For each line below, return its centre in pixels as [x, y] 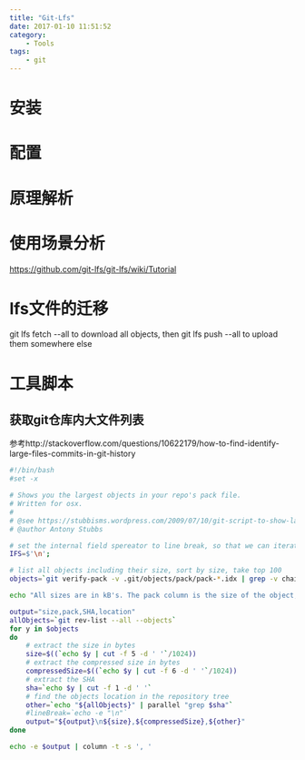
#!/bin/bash [32, 471]
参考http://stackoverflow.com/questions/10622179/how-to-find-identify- [144, 443]
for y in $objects [44, 629]
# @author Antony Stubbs [56, 529]
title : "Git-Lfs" [42, 18]
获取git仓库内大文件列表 [77, 420]
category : [28, 35]
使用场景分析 [58, 243]
